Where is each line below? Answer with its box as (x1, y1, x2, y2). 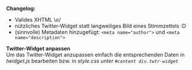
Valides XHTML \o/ (14, 16, 61, 23)
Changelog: (6, 5, 36, 12)
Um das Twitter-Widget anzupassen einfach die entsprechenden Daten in (6, 51, 185, 58)
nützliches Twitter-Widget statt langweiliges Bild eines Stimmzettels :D (14, 23, 186, 29)
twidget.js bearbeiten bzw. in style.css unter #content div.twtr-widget (6, 58, 178, 64)
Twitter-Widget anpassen (6, 45, 71, 52)
